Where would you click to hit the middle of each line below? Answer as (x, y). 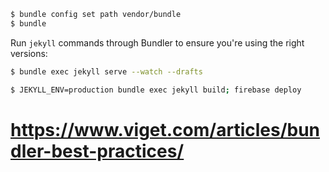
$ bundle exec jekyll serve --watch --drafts (106, 71)
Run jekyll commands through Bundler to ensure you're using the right (157, 42)
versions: (29, 53)
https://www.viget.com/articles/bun (165, 129)
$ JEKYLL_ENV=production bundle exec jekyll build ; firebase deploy (156, 90)
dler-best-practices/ (97, 151)
